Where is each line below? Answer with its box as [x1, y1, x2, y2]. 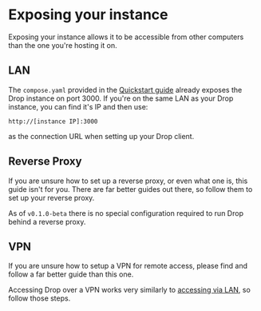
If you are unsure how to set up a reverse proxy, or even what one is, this [8, 176, 248, 185]
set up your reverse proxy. [8, 193, 95, 202]
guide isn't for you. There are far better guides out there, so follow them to [8, 184, 253, 193]
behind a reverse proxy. [8, 217, 86, 226]
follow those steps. [8, 293, 71, 303]
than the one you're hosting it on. [8, 40, 117, 50]
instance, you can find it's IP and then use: [8, 102, 148, 111]
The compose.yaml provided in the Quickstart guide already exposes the [8, 85, 243, 94]
